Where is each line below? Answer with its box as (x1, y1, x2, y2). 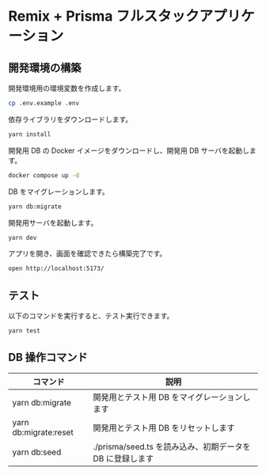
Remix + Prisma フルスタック (8, 7, 199, 25)
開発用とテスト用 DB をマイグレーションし (93, 391, 251, 402)
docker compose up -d (8, 171, 80, 179)
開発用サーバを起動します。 (8, 218, 98, 227)
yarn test (8, 327, 41, 335)
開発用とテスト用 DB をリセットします (93, 422, 235, 433)
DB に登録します (93, 453, 154, 464)
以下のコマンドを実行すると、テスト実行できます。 (8, 311, 174, 321)
